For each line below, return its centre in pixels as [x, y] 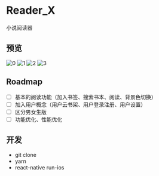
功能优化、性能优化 [39, 119]
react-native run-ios [39, 167]
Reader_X [31, 10]
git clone [26, 155]
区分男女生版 [30, 112]
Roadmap [25, 82]
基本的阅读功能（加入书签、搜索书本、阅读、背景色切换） [85, 97]
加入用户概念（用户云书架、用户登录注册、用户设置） [80, 104]
